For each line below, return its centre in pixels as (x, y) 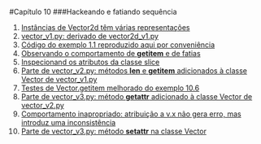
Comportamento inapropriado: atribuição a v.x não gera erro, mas (131, 114)
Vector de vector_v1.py (59, 79)
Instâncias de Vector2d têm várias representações (105, 27)
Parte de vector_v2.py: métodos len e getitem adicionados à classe (134, 71)
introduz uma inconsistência (68, 122)
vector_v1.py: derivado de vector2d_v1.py (90, 36)
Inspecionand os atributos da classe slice (90, 62)
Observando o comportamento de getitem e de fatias (111, 53)
